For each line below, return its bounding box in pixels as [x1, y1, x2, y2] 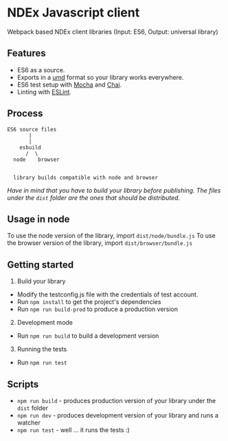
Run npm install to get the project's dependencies [16, 298, 161, 306]
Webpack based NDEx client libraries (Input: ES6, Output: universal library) [7, 28, 218, 36]
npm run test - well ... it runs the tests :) [16, 426, 130, 434]
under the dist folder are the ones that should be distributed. [7, 193, 181, 202]
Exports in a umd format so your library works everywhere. [16, 73, 184, 81]
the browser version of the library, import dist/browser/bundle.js [7, 239, 193, 247]
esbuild [19, 144, 41, 151]
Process [7, 108, 43, 120]
